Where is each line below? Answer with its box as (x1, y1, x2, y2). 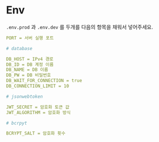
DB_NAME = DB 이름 (6, 67, 49, 73)
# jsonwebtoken (6, 94, 43, 100)
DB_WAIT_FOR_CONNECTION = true (6, 78, 82, 84)
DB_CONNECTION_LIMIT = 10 (6, 83, 69, 89)
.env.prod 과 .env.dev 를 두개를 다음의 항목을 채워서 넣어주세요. (6, 23, 153, 30)
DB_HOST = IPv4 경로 (6, 56, 54, 62)
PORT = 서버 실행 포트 (6, 35, 54, 41)
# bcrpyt (6, 120, 27, 126)
